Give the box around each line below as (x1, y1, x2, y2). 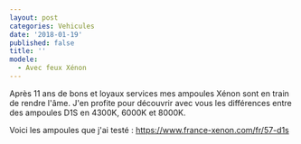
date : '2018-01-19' (9, 30, 83, 39)
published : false (9, 38, 75, 48)
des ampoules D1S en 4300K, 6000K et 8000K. (9, 107, 186, 118)
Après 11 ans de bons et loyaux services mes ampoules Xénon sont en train (9, 87, 289, 99)
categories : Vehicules (9, 22, 95, 31)
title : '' (9, 47, 47, 56)
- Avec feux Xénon (17, 64, 88, 73)
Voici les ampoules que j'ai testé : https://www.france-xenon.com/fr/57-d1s (9, 124, 289, 135)
